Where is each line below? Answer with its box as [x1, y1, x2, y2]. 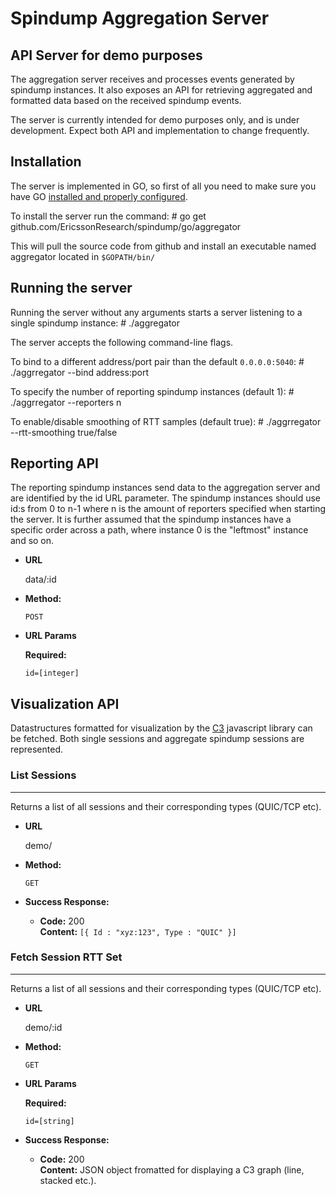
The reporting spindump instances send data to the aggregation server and [10, 482, 321, 494]
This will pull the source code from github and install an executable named [10, 240, 317, 252]
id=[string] [24, 1116, 75, 1126]
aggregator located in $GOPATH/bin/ [10, 250, 156, 262]
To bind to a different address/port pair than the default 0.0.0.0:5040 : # [10, 355, 305, 367]
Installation [10, 153, 82, 171]
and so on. [10, 535, 55, 547]
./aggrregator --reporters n [10, 396, 122, 408]
